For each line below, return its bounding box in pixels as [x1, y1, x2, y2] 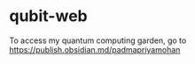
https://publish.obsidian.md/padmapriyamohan [9, 44, 181, 54]
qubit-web [9, 6, 88, 26]
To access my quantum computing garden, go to [9, 35, 187, 46]
